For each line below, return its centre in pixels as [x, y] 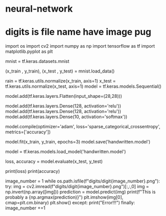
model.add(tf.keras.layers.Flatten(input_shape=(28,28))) [64, 96]
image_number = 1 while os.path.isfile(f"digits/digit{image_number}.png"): [83, 181]
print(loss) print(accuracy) [33, 171]
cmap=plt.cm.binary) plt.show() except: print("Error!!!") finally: [70, 203]
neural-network [39, 9]
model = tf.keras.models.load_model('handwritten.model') [66, 152]
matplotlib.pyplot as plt [29, 52]
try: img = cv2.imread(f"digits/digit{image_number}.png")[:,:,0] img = [77, 187]
